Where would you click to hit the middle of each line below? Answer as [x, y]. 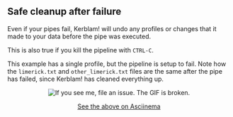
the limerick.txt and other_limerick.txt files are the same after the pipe [115, 71]
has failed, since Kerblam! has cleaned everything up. [86, 79]
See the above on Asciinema [119, 106]
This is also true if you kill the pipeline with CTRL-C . [80, 50]
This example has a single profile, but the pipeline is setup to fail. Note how [117, 64]
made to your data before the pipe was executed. [79, 36]
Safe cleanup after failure [64, 12]
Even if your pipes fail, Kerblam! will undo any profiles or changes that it [112, 28]
